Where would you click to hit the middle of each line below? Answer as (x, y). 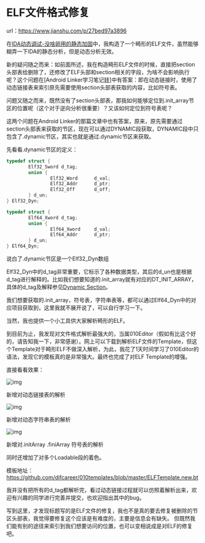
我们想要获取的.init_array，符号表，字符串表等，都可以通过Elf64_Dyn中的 (99, 300)
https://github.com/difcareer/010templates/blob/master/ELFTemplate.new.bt (102, 477)
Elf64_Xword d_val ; (80, 229)
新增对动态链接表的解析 (36, 395)
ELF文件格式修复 (48, 13)
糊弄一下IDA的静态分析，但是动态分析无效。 (62, 51)
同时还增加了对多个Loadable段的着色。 (56, 458)
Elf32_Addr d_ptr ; (80, 184)
